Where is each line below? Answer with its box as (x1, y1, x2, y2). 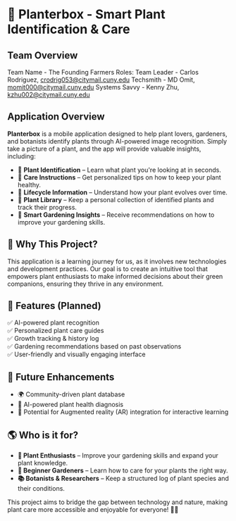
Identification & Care (7, 21, 130, 37)
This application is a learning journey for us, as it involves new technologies (7, 257, 227, 265)
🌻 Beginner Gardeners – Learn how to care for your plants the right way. (17, 466, 228, 475)
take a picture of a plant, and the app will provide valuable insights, (7, 144, 201, 153)
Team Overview (7, 49, 78, 61)
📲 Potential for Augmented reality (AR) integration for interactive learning (17, 408, 229, 416)
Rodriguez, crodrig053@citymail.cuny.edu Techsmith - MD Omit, (7, 75, 195, 84)
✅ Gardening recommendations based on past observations (7, 342, 182, 351)
